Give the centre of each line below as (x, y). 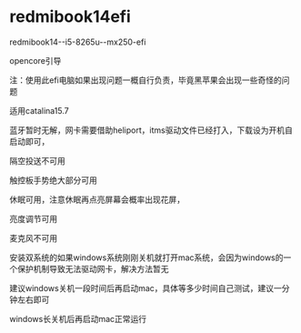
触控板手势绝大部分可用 (53, 180)
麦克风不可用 (33, 237)
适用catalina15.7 (40, 110)
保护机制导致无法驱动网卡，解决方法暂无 (93, 268)
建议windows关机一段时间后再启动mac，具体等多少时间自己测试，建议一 (145, 288)
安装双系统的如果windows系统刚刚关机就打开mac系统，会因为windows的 (146, 257)
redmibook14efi (70, 17)
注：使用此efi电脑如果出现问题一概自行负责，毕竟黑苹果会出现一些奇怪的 (145, 80)
